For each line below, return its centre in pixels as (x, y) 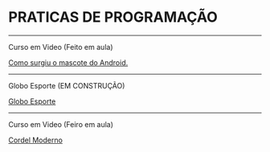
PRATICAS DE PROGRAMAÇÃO (113, 17)
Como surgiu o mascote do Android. (68, 62)
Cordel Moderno (35, 140)
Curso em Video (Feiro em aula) (61, 124)
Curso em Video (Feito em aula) (61, 47)
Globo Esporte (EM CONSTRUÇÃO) (67, 85)
